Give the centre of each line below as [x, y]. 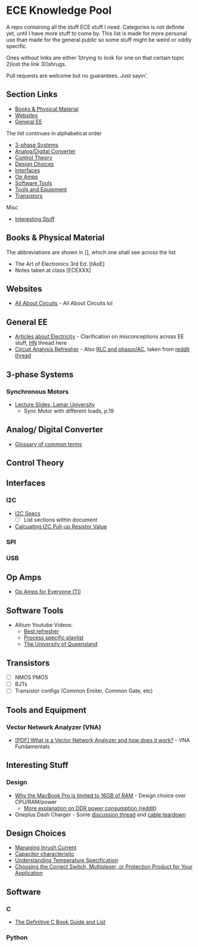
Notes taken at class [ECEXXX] [53, 270]
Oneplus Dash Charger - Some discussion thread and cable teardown [100, 814]
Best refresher [41, 632]
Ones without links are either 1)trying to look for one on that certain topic [95, 57]
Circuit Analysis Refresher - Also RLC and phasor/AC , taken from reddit [102, 349]
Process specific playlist [54, 638]
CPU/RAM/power [36, 802]
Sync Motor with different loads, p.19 [69, 411]
